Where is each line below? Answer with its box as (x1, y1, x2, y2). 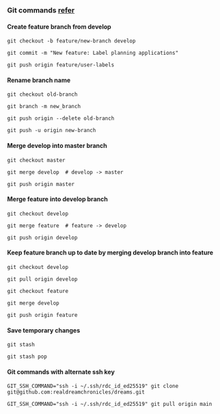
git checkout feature (7, 287, 69, 294)
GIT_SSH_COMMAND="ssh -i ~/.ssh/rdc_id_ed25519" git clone (7, 383, 179, 390)
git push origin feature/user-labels (7, 62, 115, 68)
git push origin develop (7, 234, 78, 241)
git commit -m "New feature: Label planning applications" (7, 50, 179, 57)
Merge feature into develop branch (7, 195, 108, 203)
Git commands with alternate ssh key (7, 367, 115, 376)
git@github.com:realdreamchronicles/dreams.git (7, 389, 146, 396)
